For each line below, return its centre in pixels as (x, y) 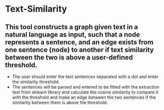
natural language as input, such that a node (73, 34)
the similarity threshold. (36, 82)
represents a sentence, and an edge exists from (79, 42)
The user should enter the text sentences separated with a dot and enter (85, 77)
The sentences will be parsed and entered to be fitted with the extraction (86, 87)
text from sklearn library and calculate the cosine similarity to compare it (85, 92)
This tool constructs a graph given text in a (71, 27)
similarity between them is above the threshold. (60, 102)
